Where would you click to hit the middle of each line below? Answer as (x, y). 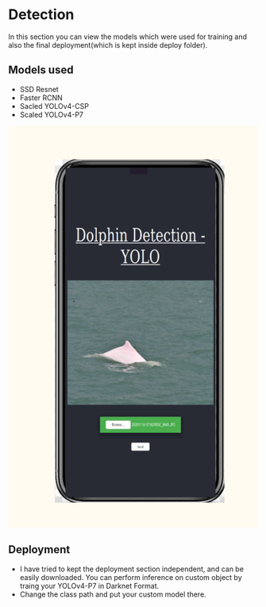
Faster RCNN (41, 98)
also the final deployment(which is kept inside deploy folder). (108, 44)
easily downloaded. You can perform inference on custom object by (131, 577)
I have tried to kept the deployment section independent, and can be (132, 569)
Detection (41, 15)
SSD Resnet (39, 89)
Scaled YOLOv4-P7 (52, 114)
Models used (41, 70)
